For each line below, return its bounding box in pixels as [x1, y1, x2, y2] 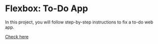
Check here [5, 34, 28, 40]
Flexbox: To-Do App [5, 3, 88, 14]
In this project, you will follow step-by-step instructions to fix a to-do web [5, 19, 154, 25]
